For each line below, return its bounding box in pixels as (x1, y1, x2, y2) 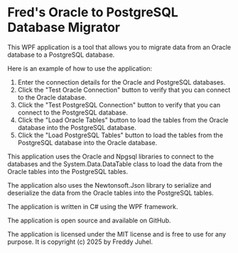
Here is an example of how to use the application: (7, 64, 153, 72)
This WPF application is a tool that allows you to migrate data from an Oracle (7, 43, 232, 51)
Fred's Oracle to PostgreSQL (7, 4, 179, 21)
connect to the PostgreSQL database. (17, 108, 128, 117)
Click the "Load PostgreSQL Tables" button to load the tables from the (17, 131, 224, 139)
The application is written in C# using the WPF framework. (7, 202, 178, 210)
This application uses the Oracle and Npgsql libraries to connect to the (7, 152, 215, 161)
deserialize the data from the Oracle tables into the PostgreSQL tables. (7, 188, 215, 197)
